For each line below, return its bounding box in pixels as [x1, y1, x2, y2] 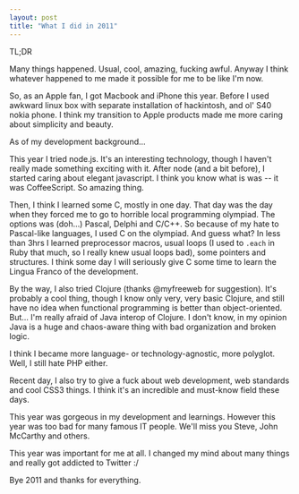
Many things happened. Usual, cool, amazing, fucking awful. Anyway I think [9, 64, 289, 74]
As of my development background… [9, 136, 146, 147]
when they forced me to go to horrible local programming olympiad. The [9, 209, 276, 219]
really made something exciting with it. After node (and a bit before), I [9, 163, 266, 174]
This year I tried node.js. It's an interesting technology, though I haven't [9, 153, 272, 164]
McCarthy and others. [9, 430, 90, 441]
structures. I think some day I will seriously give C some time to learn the [9, 256, 278, 267]
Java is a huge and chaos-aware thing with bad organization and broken [9, 321, 277, 332]
